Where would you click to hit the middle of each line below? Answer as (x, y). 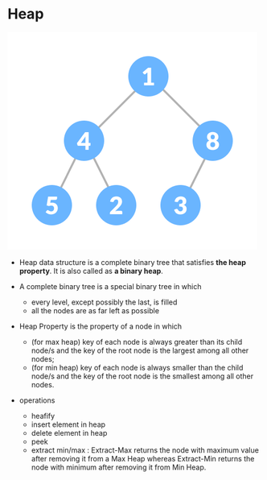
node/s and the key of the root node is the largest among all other (140, 350)
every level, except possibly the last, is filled (104, 302)
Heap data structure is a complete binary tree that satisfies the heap (132, 262)
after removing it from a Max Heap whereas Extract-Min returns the (143, 458)
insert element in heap (68, 424)
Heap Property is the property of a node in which (101, 326)
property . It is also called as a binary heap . (91, 271)
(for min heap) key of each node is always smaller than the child (137, 367)
